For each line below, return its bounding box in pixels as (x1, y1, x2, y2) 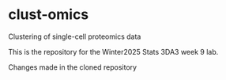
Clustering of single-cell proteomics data (8, 32, 141, 41)
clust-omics (8, 6, 89, 24)
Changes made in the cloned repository (8, 62, 137, 72)
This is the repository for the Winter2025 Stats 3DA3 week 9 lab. (8, 47, 219, 56)
